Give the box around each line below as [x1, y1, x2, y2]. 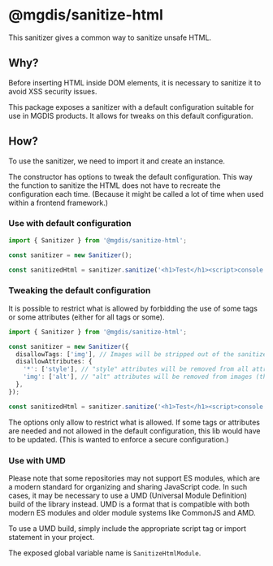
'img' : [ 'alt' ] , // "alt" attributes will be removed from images [23, 372, 253, 381]
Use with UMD [8, 455, 67, 466]
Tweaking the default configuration [8, 285, 151, 296]
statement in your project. [8, 532, 95, 542]
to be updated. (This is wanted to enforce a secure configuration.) [8, 434, 229, 444]
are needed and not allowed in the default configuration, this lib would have [8, 425, 262, 436]
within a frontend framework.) [8, 198, 108, 207]
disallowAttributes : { [15, 358, 93, 366]
